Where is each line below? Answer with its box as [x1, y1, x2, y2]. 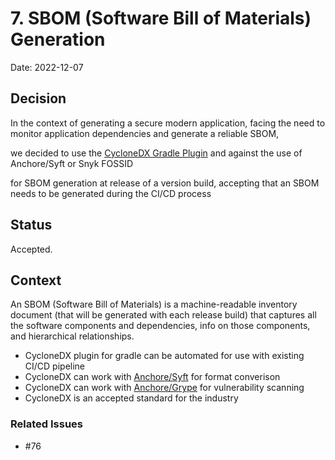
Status [10, 217, 53, 234]
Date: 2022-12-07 [10, 61, 84, 73]
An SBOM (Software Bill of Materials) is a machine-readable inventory [10, 298, 298, 311]
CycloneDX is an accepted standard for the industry [24, 392, 239, 404]
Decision [10, 90, 67, 107]
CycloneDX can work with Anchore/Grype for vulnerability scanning [24, 382, 305, 394]
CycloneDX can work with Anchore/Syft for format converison [24, 371, 281, 383]
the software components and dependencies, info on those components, [10, 320, 311, 332]
